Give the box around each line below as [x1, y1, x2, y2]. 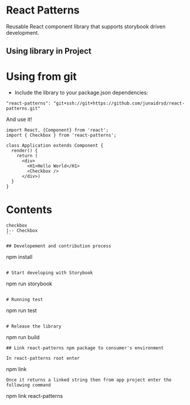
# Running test [6, 297, 43, 303]
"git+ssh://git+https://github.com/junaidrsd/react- [53, 100, 185, 106]
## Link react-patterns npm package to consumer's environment [6, 345, 164, 351]
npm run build [6, 334, 40, 341]
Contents [6, 203, 53, 217]
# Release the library [6, 323, 62, 329]
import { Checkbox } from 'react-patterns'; [6, 133, 117, 139]
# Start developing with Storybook [6, 270, 93, 276]
